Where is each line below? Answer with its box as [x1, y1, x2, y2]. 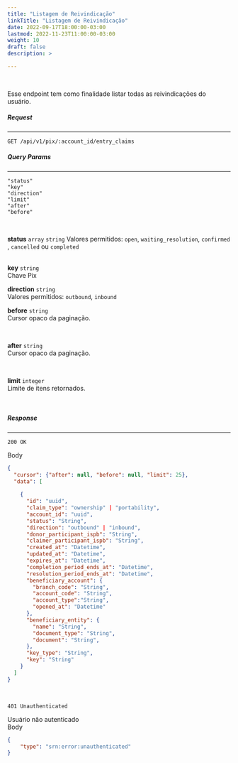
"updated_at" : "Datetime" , [25, 551, 106, 558]
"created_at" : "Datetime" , [25, 544, 106, 551]
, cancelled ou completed [7, 242, 79, 251]
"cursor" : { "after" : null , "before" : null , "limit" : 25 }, [13, 471, 189, 478]
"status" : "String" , [25, 517, 87, 524]
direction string [7, 285, 55, 293]
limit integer [7, 376, 45, 384]
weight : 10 [7, 37, 40, 44]
